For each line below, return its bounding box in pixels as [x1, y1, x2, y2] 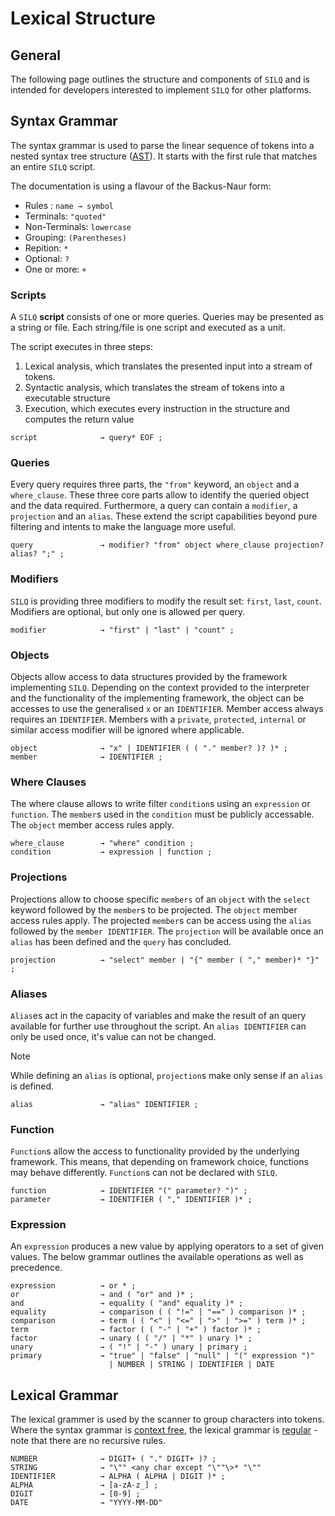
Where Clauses [10, 775, 87, 789]
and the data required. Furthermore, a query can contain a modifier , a [10, 500, 298, 512]
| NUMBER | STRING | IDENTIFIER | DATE [108, 1360, 275, 1370]
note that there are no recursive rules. [10, 1435, 166, 1447]
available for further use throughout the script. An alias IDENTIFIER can [10, 1020, 307, 1032]
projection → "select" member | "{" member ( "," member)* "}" [10, 955, 320, 965]
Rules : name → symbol [24, 199, 115, 211]
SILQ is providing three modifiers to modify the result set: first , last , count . [10, 595, 322, 607]
